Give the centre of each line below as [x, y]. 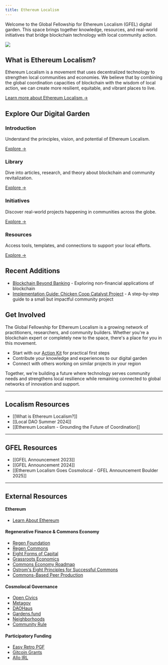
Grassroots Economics [36, 559]
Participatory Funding [28, 636]
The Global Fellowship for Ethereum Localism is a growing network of [77, 327]
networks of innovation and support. [43, 384]
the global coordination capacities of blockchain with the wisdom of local [80, 83]
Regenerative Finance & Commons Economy [52, 532]
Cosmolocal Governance [31, 587]
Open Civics [25, 598]
